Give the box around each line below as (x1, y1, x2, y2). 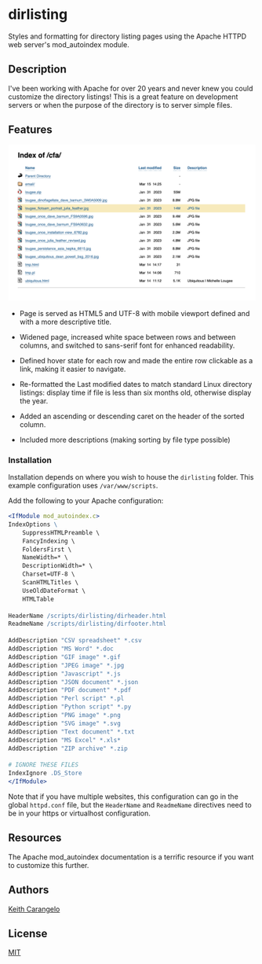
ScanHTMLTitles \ (22, 579, 79, 587)
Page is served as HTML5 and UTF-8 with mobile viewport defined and (19, 308, 250, 318)
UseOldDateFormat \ (22, 587, 86, 594)
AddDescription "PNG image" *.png (8, 712, 122, 719)
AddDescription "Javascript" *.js (8, 670, 122, 678)
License (8, 927, 48, 940)
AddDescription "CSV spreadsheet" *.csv (8, 637, 143, 645)
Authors (8, 883, 49, 897)
